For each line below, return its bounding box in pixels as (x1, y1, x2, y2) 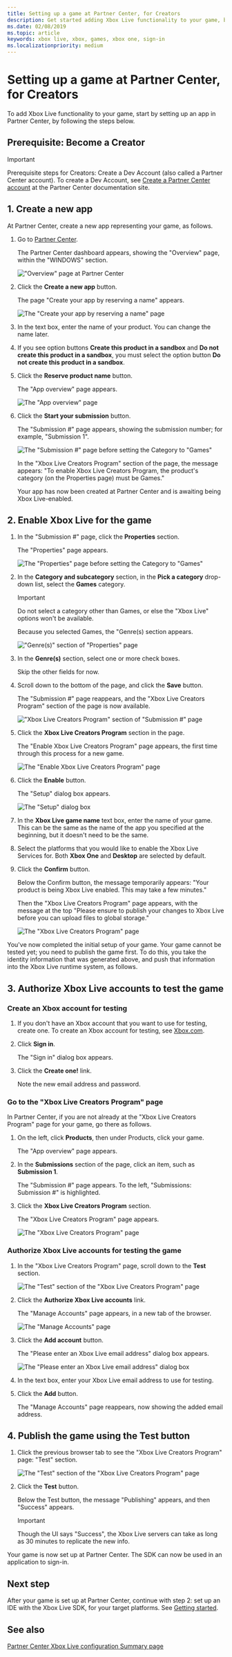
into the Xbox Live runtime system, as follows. (7, 963, 138, 971)
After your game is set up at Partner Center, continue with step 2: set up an (7, 1596, 221, 1605)
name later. (17, 329, 50, 338)
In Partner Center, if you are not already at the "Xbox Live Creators (7, 1113, 197, 1121)
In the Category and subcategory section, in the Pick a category (17, 573, 204, 581)
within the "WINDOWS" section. (17, 256, 108, 264)
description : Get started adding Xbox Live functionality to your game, (7, 17, 221, 23)
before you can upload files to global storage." (17, 914, 150, 922)
